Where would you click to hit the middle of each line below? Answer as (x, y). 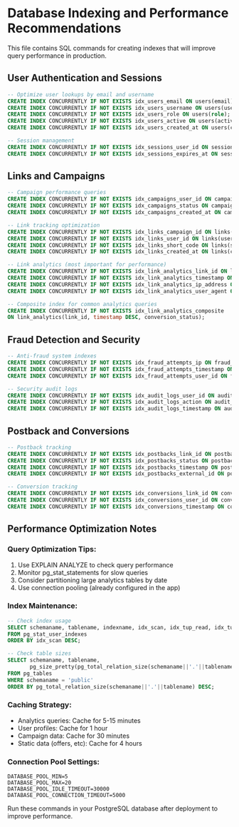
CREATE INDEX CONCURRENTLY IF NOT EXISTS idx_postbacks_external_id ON (116, 474)
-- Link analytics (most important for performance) (87, 265)
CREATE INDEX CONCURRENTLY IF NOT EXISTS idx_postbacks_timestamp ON (113, 467)
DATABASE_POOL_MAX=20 (39, 783)
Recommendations (64, 28)
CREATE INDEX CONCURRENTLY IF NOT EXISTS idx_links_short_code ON (108, 245)
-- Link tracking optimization (54, 225)
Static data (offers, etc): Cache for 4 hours (80, 743)
